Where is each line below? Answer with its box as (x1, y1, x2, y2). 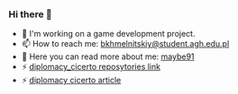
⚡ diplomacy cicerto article (21, 75, 122, 86)
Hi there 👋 (8, 8, 53, 21)
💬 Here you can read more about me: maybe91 (21, 51, 195, 62)
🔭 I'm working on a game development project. (21, 29, 196, 39)
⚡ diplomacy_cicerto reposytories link (21, 62, 161, 73)
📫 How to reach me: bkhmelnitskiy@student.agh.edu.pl (21, 38, 230, 49)
